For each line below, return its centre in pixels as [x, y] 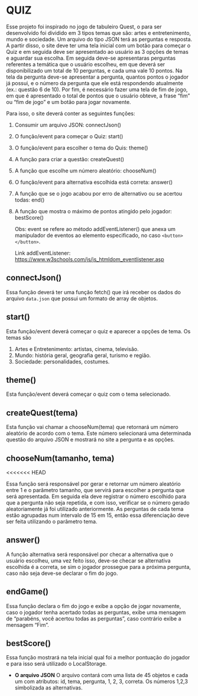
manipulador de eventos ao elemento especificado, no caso [87, 235]
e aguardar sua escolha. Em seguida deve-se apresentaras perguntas [91, 58]
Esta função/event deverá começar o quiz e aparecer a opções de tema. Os [98, 331]
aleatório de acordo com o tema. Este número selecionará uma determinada [99, 433]
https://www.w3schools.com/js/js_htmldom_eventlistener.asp [89, 259]
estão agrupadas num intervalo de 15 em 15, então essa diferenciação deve [98, 515]
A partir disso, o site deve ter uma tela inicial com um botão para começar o [98, 45]
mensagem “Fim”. [27, 625]
